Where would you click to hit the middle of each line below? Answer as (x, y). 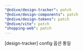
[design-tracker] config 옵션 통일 (38, 43)
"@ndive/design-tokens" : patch (37, 19)
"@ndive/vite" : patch (27, 24)
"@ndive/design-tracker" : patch (38, 10)
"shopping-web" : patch (28, 28)
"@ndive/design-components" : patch (41, 14)
